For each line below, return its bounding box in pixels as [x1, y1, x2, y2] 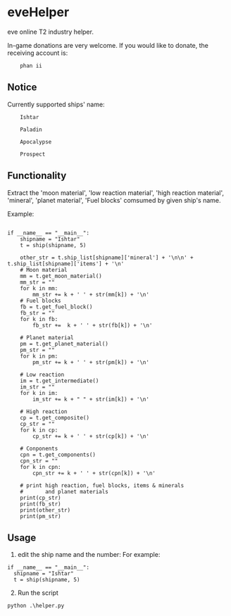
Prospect [20, 151, 46, 158]
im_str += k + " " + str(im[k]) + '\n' [32, 396, 150, 403]
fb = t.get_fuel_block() [20, 303, 93, 310]
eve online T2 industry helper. [7, 27, 94, 36]
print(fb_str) [20, 501, 61, 508]
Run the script [17, 589, 58, 597]
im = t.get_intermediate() [20, 377, 99, 384]
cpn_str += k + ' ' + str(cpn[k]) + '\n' [32, 470, 156, 477]
